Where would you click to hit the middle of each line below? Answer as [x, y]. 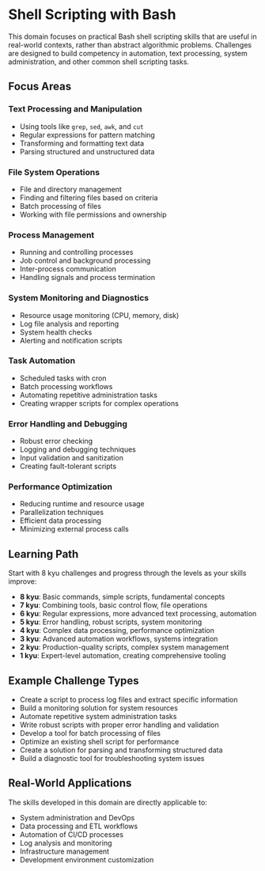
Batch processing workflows [66, 386]
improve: [23, 581]
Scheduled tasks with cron [63, 378]
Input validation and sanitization [72, 458]
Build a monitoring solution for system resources [98, 708]
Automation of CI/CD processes [72, 834]
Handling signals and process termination [87, 278]
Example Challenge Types [74, 681]
